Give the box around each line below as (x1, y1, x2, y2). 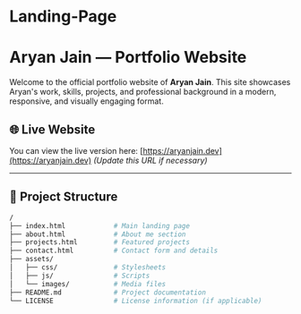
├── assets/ (9, 255, 54, 264)
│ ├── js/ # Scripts (9, 271, 150, 280)
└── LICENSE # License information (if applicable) (9, 296, 262, 305)
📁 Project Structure (9, 190, 118, 205)
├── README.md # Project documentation (9, 288, 206, 297)
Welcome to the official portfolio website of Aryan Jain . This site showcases (9, 77, 291, 88)
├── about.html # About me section (9, 230, 186, 239)
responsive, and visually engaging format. (9, 96, 164, 106)
